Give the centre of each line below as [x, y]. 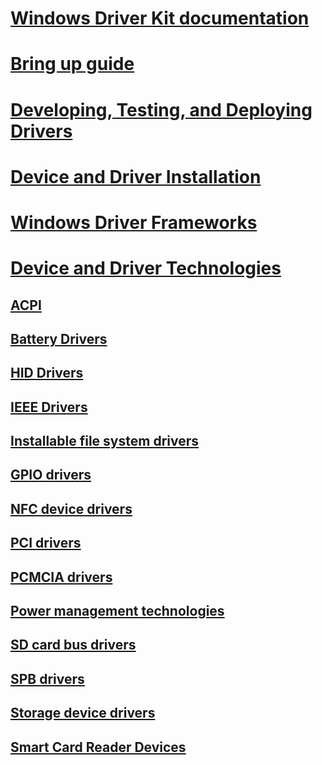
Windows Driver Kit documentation [160, 18]
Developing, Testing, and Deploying [161, 109]
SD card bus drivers [73, 645]
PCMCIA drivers [61, 577]
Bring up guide [72, 64]
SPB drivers [47, 678]
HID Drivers [47, 373]
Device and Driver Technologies [146, 268]
